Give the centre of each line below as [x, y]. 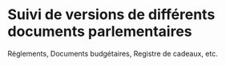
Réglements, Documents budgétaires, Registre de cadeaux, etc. [113, 53]
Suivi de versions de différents [111, 15]
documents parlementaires [100, 31]
